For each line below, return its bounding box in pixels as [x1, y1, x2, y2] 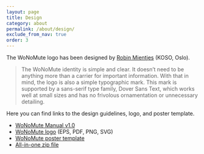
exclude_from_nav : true [6, 32, 67, 38]
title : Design [6, 15, 43, 21]
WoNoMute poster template [15, 135, 85, 142]
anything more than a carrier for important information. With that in [21, 72, 189, 79]
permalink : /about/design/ [6, 26, 75, 32]
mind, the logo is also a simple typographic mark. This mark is [21, 79, 177, 86]
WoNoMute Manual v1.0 [15, 122, 76, 128]
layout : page [6, 9, 40, 15]
